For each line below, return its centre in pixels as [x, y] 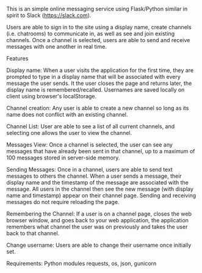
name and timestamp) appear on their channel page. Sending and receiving [101, 195]
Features [17, 58]
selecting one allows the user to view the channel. [69, 133]
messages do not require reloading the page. [63, 202]
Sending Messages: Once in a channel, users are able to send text [89, 169]
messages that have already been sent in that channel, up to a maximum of [101, 151]
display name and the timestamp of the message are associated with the [98, 182]
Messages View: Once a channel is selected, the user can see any [89, 145]
